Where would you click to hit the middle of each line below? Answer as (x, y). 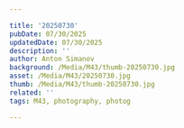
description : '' (40, 50)
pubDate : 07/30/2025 (48, 34)
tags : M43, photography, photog (70, 101)
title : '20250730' (44, 25)
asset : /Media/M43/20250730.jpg (70, 76)
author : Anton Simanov (52, 59)
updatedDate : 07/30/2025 (56, 42)
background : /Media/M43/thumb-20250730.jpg (92, 68)
